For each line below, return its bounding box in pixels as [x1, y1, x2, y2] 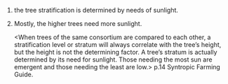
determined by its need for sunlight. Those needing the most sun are [13, 55, 213, 64]
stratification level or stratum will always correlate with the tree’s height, [13, 41, 222, 48]
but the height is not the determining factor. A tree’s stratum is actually [13, 48, 217, 56]
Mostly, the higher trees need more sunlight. [13, 20, 142, 27]
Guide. [13, 70, 34, 78]
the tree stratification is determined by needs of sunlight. [13, 6, 179, 14]
